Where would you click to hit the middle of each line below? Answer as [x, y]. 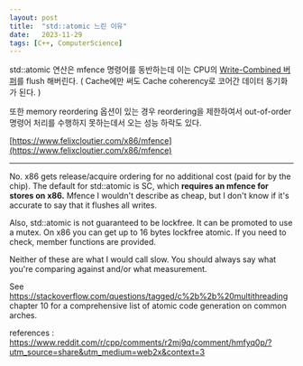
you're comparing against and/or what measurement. [108, 269]
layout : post [34, 18]
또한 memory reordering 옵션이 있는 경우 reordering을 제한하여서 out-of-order [150, 112]
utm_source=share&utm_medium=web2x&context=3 [107, 352]
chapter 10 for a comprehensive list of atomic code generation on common [148, 306]
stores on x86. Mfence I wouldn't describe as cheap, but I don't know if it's [150, 196]
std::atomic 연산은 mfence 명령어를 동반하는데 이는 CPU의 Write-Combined [145, 70]
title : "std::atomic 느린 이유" [69, 26]
